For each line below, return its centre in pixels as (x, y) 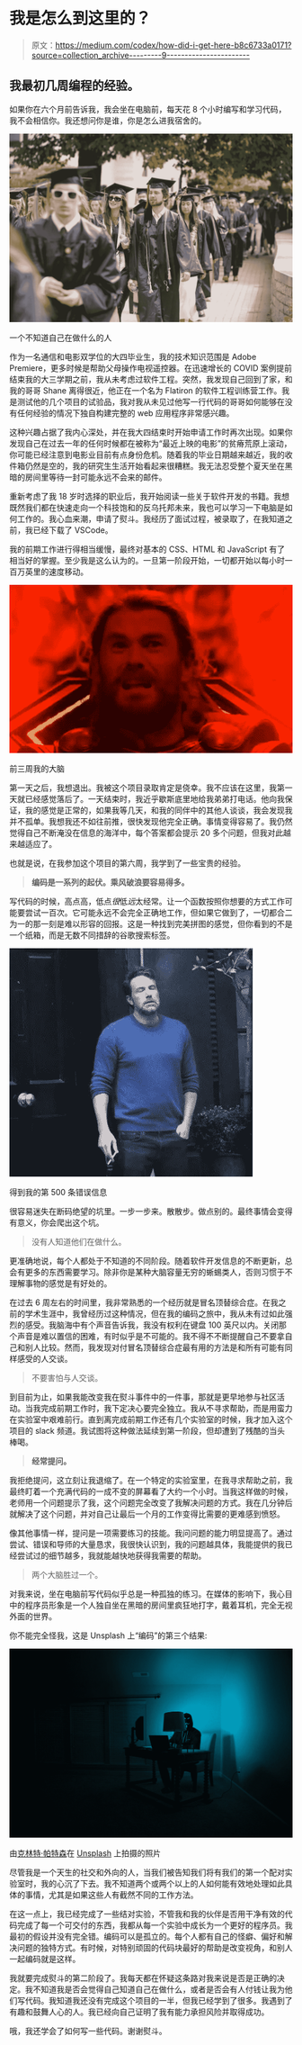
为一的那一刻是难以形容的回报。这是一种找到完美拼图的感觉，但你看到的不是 (151, 924)
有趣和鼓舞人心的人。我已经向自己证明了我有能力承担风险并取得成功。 (139, 2012)
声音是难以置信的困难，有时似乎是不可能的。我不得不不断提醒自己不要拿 (151, 1337)
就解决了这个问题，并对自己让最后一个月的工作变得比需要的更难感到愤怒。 (147, 1514)
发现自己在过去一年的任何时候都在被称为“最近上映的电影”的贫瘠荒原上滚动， (151, 444)
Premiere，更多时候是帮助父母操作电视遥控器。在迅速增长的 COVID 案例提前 (151, 368)
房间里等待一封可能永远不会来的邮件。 (96, 477)
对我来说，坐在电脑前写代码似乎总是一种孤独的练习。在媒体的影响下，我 (143, 1594)
